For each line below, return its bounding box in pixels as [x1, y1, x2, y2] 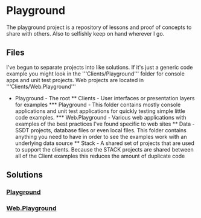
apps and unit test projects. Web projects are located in [6, 76, 144, 83]
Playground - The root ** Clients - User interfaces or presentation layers [14, 94, 195, 101]
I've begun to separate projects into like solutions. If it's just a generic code [6, 63, 193, 71]
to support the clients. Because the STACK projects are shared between [14, 146, 194, 153]
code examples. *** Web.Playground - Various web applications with [14, 114, 187, 121]
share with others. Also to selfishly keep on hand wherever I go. [6, 30, 165, 37]
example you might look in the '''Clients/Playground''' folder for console [6, 70, 185, 77]
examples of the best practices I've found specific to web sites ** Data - [14, 120, 195, 127]
